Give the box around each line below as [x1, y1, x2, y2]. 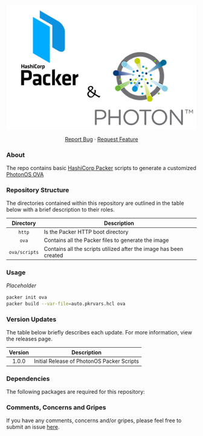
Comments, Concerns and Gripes [6, 403, 107, 411]
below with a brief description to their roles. [6, 206, 115, 213]
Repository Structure [6, 186, 69, 194]
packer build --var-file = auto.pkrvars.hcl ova [6, 301, 126, 307]
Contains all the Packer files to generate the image [43, 236, 169, 244]
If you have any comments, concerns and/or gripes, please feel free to [6, 417, 182, 425]
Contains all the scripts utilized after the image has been [43, 245, 184, 252]
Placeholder [6, 282, 36, 289]
